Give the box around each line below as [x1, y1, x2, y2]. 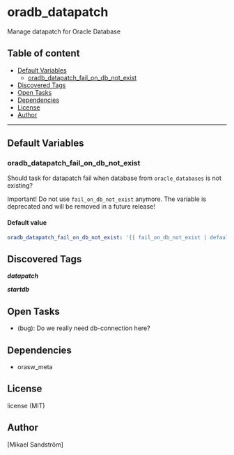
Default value [7, 218, 47, 227]
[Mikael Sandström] [7, 440, 64, 449]
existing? [7, 181, 33, 190]
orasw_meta [17, 362, 53, 371]
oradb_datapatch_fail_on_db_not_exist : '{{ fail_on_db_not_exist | [7, 234, 208, 241]
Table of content [7, 47, 80, 59]
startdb [7, 285, 30, 294]
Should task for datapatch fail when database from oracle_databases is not [7, 174, 221, 182]
